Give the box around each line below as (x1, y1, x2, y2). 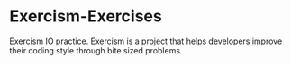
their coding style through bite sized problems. (9, 45, 183, 55)
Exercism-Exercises (9, 6, 162, 27)
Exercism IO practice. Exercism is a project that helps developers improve (9, 36, 283, 46)
